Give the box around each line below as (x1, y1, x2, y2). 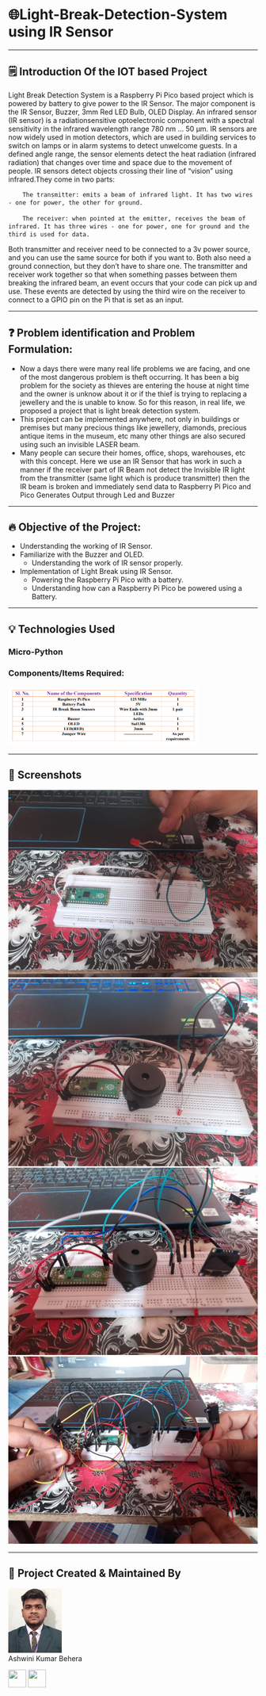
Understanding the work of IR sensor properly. (31, 558, 184, 568)
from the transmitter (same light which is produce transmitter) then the (19, 473, 250, 483)
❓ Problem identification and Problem (8, 327, 196, 340)
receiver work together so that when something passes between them (8, 270, 237, 279)
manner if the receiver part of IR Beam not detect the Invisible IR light (19, 465, 245, 474)
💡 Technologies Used (8, 622, 116, 636)
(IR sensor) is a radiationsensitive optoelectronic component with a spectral (8, 115, 255, 124)
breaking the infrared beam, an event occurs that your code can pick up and (8, 278, 257, 287)
